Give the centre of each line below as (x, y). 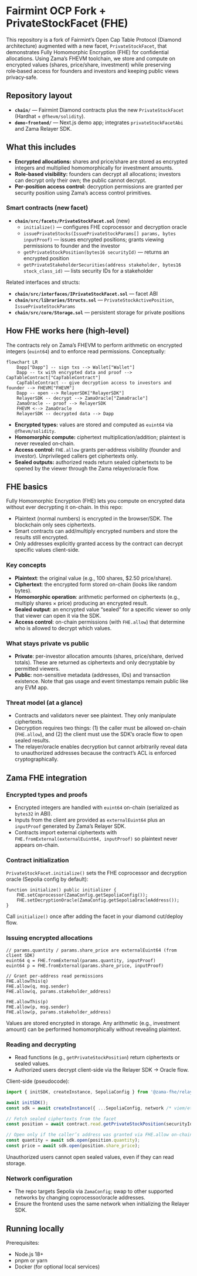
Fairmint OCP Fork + (56, 11)
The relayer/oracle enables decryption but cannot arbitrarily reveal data (101, 747)
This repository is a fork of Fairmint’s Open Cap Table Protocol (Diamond (94, 39)
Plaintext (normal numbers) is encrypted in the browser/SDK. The (94, 519)
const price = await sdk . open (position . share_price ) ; (73, 1146)
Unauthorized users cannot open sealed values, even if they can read (90, 1157)
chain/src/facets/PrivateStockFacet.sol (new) (72, 221)
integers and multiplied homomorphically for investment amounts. (94, 168)
